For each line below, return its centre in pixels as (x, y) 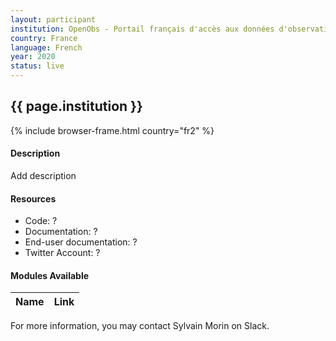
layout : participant (53, 19)
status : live (37, 66)
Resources (33, 198)
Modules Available (50, 275)
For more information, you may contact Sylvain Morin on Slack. (140, 326)
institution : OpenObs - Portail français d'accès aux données (142, 29)
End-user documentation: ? (81, 242)
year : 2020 (33, 57)
